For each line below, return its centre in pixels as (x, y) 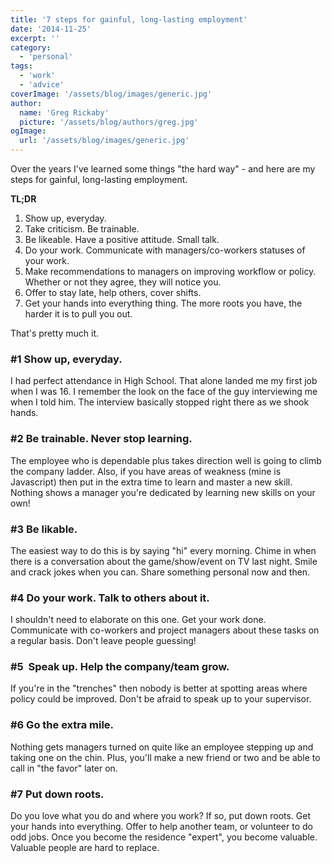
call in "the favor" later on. (64, 768)
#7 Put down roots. (57, 794)
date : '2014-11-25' (51, 29)
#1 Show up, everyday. (66, 359)
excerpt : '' (35, 38)
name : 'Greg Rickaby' (64, 112)
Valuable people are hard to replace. (85, 848)
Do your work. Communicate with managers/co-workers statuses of (165, 250)
